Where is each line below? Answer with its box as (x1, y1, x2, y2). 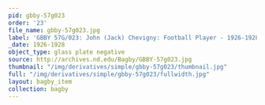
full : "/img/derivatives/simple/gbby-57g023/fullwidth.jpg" (8, 70, 211, 78)
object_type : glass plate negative (8, 48, 125, 56)
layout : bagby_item (8, 77, 73, 85)
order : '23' (8, 19, 47, 27)
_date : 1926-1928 (8, 41, 65, 49)
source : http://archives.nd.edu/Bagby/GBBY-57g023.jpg (8, 56, 192, 64)
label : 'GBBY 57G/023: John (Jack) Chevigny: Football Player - (8, 33, 224, 42)
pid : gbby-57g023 (8, 11, 65, 20)
